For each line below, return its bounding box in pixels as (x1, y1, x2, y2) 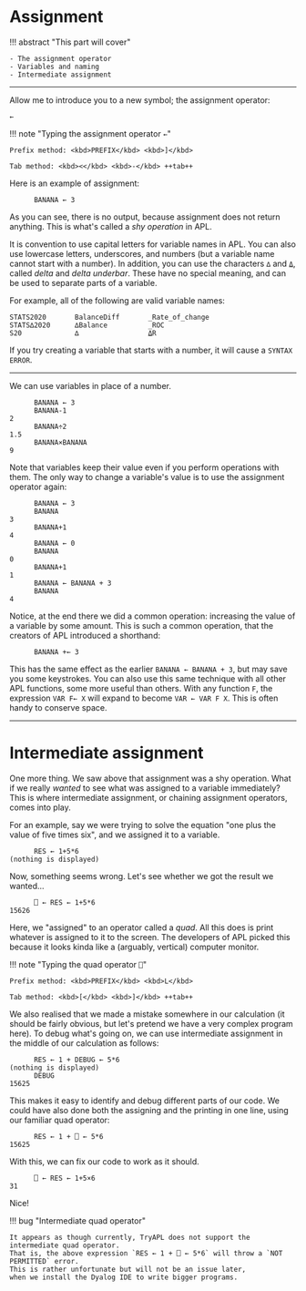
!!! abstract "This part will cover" (9, 36, 131, 47)
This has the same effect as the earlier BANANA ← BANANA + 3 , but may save (9, 663, 289, 674)
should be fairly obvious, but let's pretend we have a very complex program (9, 1018, 293, 1029)
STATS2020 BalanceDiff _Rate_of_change (9, 313, 209, 322)
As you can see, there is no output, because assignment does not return (9, 211, 280, 222)
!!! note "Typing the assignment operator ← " (9, 128, 171, 138)
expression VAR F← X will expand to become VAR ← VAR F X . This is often (9, 692, 279, 703)
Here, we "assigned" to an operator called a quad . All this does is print (9, 922, 274, 933)
